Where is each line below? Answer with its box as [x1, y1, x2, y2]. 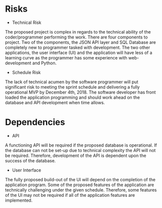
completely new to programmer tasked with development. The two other [5, 44, 150, 50]
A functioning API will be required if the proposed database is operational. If [5, 142, 157, 148]
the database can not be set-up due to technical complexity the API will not [5, 147, 156, 153]
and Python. [32, 60, 57, 66]
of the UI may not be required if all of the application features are [5, 192, 135, 198]
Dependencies [5, 117, 65, 128]
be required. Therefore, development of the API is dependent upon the [5, 152, 146, 158]
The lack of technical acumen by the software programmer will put [5, 79, 139, 85]
